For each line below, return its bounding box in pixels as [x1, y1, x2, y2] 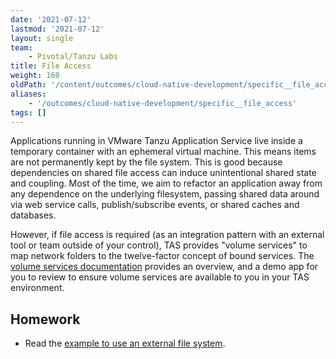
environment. [10, 282, 65, 294]
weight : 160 [10, 71, 60, 81]
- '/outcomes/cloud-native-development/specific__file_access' [28, 98, 298, 108]
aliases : [10, 89, 47, 99]
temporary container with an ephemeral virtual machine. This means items [10, 146, 317, 158]
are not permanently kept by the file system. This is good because [10, 156, 283, 168]
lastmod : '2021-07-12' [10, 24, 105, 34]
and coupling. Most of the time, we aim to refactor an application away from [10, 177, 323, 190]
